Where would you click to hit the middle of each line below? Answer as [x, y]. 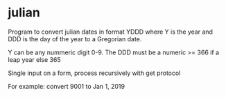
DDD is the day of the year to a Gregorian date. [75, 39]
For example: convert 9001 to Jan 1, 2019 [67, 86]
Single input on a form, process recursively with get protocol [94, 73]
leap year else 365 [34, 59]
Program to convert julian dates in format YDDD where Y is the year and [111, 32]
